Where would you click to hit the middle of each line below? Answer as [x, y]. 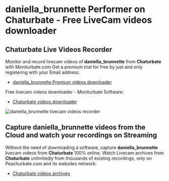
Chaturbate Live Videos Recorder [59, 49]
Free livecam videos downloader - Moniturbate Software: [65, 92]
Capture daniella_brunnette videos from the [75, 127]
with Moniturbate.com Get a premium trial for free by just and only [74, 67]
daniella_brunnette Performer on [75, 9]
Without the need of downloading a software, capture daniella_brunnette [81, 147]
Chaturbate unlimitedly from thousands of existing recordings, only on [79, 158]
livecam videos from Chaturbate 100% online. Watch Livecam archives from [84, 153]
